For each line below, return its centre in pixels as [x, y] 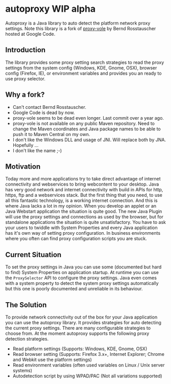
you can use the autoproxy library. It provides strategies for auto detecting [83, 322]
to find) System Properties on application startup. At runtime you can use [82, 273]
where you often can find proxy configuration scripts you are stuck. [76, 239]
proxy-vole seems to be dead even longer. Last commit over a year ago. [88, 118]
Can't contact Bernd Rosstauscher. [50, 107]
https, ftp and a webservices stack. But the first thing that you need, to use [84, 195]
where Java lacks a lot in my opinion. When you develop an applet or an [81, 206]
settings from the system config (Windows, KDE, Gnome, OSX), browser [81, 67]
